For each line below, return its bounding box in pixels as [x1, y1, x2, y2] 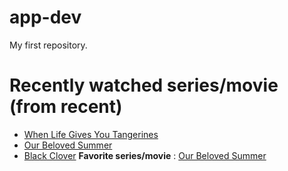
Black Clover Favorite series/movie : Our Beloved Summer [23, 149, 267, 161]
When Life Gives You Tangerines [23, 128, 159, 140]
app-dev [9, 6, 82, 29]
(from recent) [9, 96, 123, 118]
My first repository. [9, 39, 88, 51]
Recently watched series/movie [9, 74, 279, 97]
